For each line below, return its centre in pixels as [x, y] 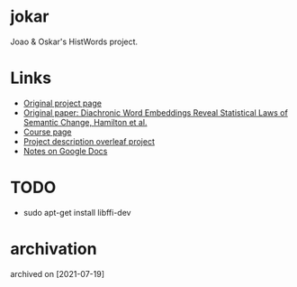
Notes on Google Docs [65, 151]
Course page [47, 132]
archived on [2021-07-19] [57, 273]
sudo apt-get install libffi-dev [77, 212]
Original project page [63, 103]
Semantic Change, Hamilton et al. [85, 122]
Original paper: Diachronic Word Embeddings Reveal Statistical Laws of [156, 112]
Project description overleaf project [89, 141]
